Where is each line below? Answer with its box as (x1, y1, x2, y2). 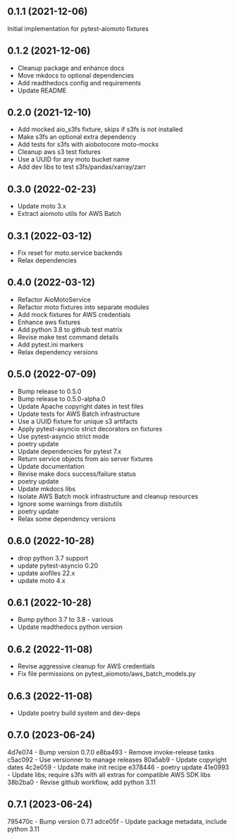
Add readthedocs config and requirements (17, 78, 142, 87)
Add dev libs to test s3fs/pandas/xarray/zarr (17, 162, 147, 172)
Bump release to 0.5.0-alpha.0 (17, 395, 106, 403)
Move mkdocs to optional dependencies (17, 71, 135, 80)
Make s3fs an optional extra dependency (17, 133, 137, 141)
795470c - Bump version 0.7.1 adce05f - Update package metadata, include (7, 817, 228, 825)
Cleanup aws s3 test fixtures (17, 148, 101, 156)
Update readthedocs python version (17, 623, 123, 631)
